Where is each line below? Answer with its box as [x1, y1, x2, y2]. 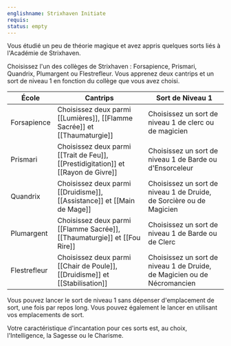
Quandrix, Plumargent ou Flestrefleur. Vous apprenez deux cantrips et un [7, 69, 214, 78]
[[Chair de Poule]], [57, 261, 118, 271]
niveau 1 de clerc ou [148, 118, 214, 127]
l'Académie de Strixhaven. [7, 49, 81, 57]
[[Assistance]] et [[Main [57, 196, 135, 206]
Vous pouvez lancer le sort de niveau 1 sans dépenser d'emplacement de [7, 296, 214, 305]
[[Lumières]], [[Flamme [57, 113, 133, 123]
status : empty [7, 23, 48, 30]
